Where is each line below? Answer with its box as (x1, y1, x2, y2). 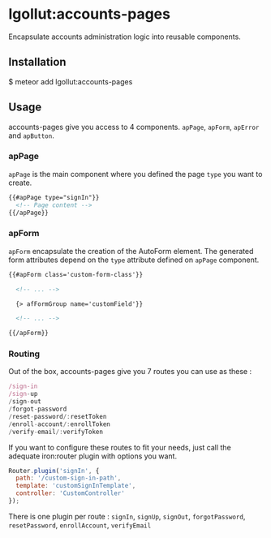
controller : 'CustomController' (15, 489, 126, 497)
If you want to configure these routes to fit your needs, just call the (8, 442, 231, 452)
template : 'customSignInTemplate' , (15, 482, 136, 490)
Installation (8, 55, 67, 69)
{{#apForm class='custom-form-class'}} (8, 270, 144, 278)
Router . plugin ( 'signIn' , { (8, 467, 100, 475)
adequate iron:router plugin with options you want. (8, 451, 177, 461)
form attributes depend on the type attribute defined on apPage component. (8, 255, 260, 265)
